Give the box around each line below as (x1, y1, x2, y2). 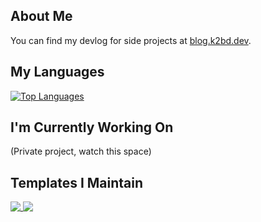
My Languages (10, 64, 105, 81)
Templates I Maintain (10, 174, 144, 191)
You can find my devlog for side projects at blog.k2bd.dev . (10, 34, 252, 46)
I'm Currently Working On (10, 119, 174, 136)
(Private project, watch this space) (10, 145, 152, 158)
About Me (10, 8, 73, 25)
